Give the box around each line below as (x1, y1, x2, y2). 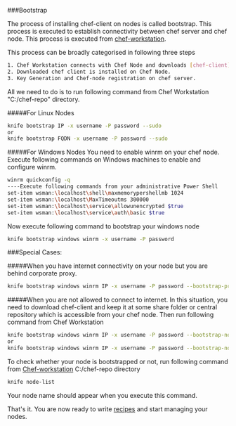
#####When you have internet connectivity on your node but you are (7, 262, 209, 270)
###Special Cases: (7, 248, 62, 257)
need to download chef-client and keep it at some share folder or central (7, 303, 218, 311)
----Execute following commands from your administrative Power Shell (7, 183, 218, 191)
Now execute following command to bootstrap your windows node (7, 221, 200, 231)
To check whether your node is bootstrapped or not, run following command (7, 357, 228, 366)
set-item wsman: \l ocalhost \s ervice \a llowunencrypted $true (7, 202, 184, 209)
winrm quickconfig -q (7, 176, 71, 183)
